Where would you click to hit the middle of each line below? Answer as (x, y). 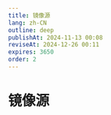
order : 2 (22, 60)
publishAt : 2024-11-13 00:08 (55, 37)
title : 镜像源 (29, 15)
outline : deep (31, 30)
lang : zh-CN (27, 23)
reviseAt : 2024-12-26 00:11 (54, 45)
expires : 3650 (31, 52)
